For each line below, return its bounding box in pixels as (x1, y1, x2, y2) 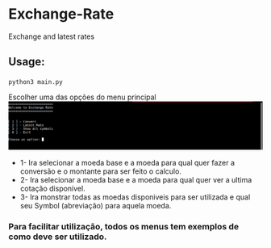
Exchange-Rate (8, 5, 115, 23)
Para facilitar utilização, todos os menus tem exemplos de (8, 221, 240, 232)
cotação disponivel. (19, 183, 86, 193)
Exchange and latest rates (8, 32, 95, 41)
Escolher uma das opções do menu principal (8, 92, 156, 102)
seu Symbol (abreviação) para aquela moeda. (19, 200, 172, 210)
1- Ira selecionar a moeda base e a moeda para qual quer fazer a (19, 158, 236, 167)
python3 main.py (8, 78, 63, 86)
